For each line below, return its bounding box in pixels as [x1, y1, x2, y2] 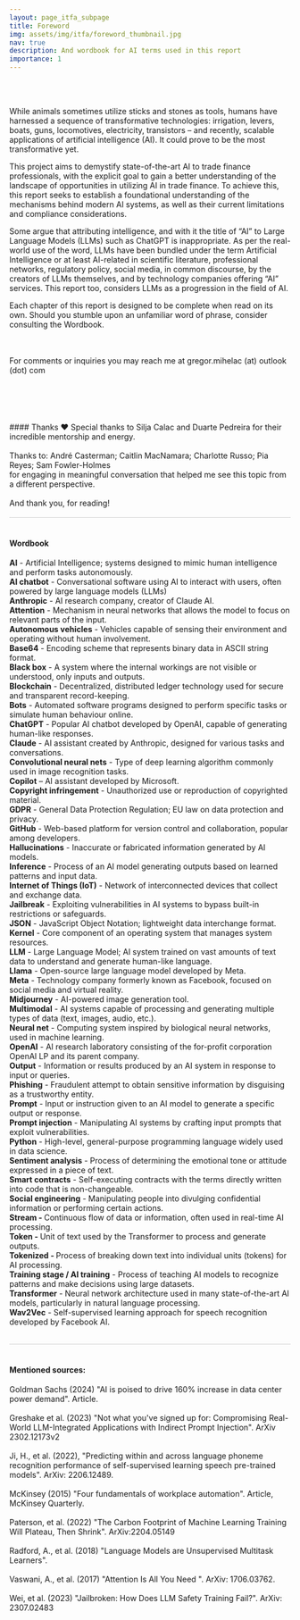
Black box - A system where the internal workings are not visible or [9, 662, 257, 672]
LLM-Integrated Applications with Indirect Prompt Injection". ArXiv [32, 1422, 277, 1433]
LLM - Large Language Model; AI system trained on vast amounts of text [9, 947, 277, 957]
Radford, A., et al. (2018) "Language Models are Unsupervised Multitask [9, 1546, 274, 1557]
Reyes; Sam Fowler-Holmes [9, 460, 112, 470]
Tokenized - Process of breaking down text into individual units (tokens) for [9, 1250, 287, 1261]
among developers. [9, 832, 80, 844]
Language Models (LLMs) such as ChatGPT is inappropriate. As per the [9, 236, 271, 246]
